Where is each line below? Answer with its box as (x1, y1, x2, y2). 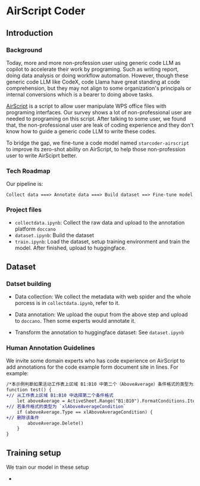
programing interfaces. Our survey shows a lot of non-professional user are (6, 108, 192, 116)
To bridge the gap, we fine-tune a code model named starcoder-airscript (6, 139, 189, 147)
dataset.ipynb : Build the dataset (14, 232, 94, 239)
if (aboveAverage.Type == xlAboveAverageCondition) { (17, 409, 153, 415)
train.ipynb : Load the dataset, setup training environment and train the (14, 238, 190, 245)
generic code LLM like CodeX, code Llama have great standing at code (6, 78, 180, 85)
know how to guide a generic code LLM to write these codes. (6, 127, 157, 135)
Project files (6, 205, 42, 214)
